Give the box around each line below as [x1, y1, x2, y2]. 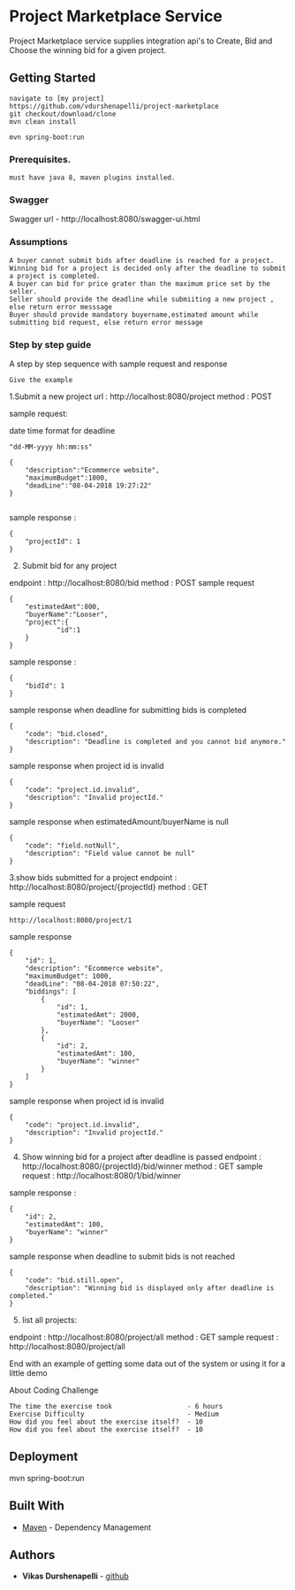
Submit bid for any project [21, 560, 117, 571]
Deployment [9, 1449, 79, 1464]
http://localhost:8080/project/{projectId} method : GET [9, 881, 208, 892]
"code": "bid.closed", [25, 729, 109, 738]
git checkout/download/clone [9, 109, 117, 119]
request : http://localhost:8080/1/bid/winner [21, 1170, 182, 1180]
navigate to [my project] [9, 94, 104, 103]
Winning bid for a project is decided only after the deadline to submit [9, 264, 287, 273]
